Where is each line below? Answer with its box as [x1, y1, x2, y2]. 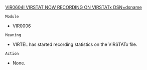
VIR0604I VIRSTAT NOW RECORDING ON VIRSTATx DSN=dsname [5, 5, 142, 10]
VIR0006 [12, 23, 31, 29]
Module [5, 14, 19, 19]
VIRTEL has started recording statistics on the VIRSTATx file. [12, 41, 137, 47]
